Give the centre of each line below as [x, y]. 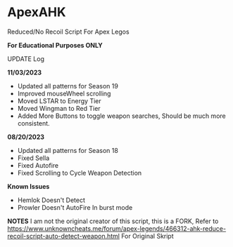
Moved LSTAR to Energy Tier [59, 101]
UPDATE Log [26, 59]
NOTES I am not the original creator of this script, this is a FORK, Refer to [113, 221]
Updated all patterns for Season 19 [68, 86]
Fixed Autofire [38, 165]
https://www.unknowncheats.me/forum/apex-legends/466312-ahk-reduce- [117, 228]
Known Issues [29, 186]
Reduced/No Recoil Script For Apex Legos [68, 32]
